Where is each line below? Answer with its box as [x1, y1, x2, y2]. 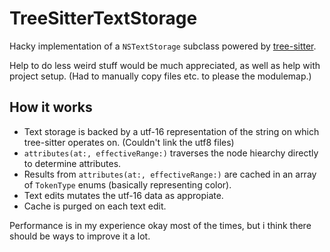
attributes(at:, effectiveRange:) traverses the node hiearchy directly [23, 147, 319, 159]
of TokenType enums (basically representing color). [23, 178, 232, 191]
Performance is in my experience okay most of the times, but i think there [9, 219, 312, 231]
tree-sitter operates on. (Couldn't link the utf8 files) [23, 136, 235, 148]
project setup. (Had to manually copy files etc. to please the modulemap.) [9, 70, 312, 82]
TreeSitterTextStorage [9, 7, 198, 30]
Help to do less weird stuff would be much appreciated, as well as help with [9, 59, 321, 71]
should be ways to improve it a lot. [9, 230, 151, 242]
